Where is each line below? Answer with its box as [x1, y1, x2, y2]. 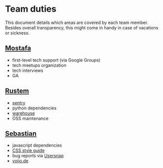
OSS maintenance [12, 115, 49, 121]
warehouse [12, 110, 35, 116]
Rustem [5, 87, 29, 95]
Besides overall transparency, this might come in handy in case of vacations [5, 24, 159, 30]
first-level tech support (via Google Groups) [12, 57, 100, 63]
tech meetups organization [12, 62, 67, 68]
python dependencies [12, 105, 57, 111]
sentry [12, 100, 25, 105]
